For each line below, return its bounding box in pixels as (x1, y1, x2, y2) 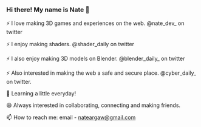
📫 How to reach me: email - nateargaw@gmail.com (6, 114, 136, 121)
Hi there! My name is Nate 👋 (6, 5, 90, 14)
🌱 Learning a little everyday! (6, 90, 77, 97)
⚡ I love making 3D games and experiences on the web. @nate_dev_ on (6, 19, 185, 27)
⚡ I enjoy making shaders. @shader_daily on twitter (6, 41, 135, 48)
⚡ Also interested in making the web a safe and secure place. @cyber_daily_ (6, 69, 196, 77)
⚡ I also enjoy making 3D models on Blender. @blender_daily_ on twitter (6, 55, 185, 63)
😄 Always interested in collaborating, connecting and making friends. (6, 101, 181, 109)
